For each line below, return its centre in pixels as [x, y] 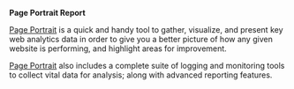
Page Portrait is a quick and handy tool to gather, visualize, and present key [147, 30]
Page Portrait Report [47, 13]
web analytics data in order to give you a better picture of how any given [141, 39]
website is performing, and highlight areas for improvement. [118, 48]
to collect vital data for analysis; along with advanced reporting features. [141, 75]
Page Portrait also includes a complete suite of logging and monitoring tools [147, 66]
